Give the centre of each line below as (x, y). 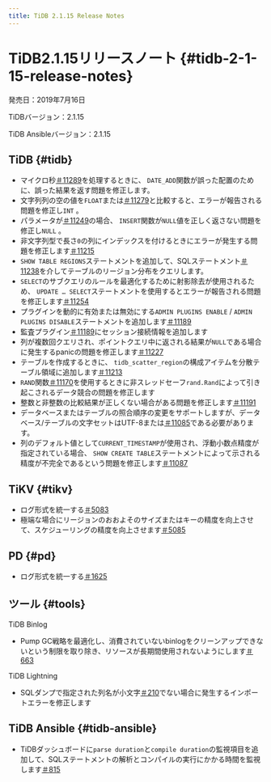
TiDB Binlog (28, 624)
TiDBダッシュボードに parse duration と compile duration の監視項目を (136, 749)
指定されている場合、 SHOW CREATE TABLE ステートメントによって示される (140, 453)
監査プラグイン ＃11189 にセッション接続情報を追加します (114, 332)
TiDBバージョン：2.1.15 (47, 116)
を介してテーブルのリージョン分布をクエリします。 (124, 271)
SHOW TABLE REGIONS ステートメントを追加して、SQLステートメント (130, 261)
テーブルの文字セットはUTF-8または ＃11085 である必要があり (146, 423)
